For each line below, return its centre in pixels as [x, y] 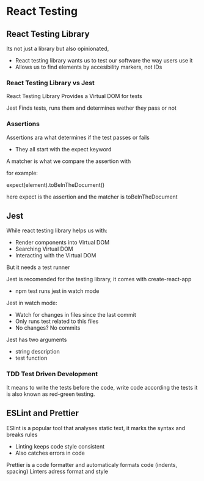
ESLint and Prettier [43, 413]
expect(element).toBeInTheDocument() [56, 184]
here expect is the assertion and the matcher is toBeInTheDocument [92, 197]
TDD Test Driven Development [52, 374]
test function [31, 358]
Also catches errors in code [50, 453]
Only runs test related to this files [57, 321]
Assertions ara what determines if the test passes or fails [78, 137]
